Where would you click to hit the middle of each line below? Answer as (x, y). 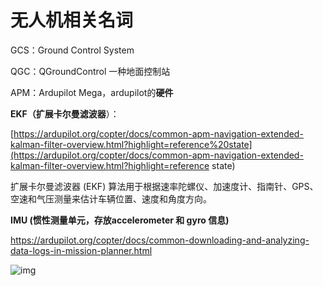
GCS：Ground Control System (72, 50)
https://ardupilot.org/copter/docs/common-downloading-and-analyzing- (160, 240)
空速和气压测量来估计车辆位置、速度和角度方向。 (111, 198)
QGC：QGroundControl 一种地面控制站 (90, 71)
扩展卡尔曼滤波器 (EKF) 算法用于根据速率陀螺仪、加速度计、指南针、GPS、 (164, 186)
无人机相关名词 (72, 20)
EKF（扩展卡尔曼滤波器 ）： (65, 113)
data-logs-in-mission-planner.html (81, 250)
